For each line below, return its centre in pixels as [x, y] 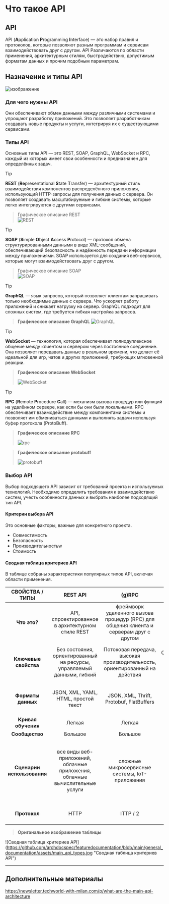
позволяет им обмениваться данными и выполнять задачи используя [80, 418]
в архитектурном [75, 625]
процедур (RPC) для [130, 619]
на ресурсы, [75, 662]
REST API [75, 595]
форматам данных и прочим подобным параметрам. [62, 61]
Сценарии [27, 768]
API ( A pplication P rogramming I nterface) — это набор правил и [72, 39]
